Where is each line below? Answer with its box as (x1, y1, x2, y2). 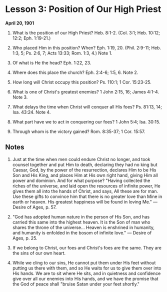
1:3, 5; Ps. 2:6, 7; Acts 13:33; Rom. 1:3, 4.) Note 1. (12, 50, 112, 56)
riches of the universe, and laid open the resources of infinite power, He (12, 182, 161, 188)
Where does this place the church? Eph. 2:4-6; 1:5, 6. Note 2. (12, 69, 138, 75)
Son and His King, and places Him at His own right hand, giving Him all (12, 172, 158, 178)
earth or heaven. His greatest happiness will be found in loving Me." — (12, 198, 158, 204)
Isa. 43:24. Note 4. (12, 109, 51, 115)
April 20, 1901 (5, 20, 34, 26)
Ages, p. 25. (12, 235, 37, 241)
